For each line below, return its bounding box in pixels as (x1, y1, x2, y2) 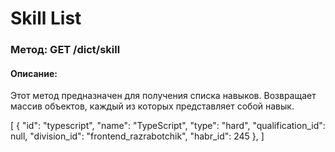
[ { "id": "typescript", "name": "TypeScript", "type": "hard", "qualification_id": (10, 120, 326, 132)
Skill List (10, 7, 82, 30)
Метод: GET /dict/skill (10, 43, 121, 57)
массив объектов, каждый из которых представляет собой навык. (10, 100, 295, 112)
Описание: (10, 67, 58, 79)
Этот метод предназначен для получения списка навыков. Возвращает (10, 90, 317, 102)
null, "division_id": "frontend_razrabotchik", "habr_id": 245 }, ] (10, 130, 265, 142)
